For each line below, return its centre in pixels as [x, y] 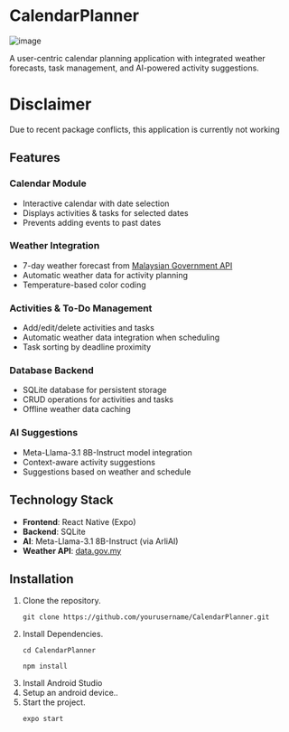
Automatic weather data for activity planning [105, 275]
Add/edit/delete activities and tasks [89, 328]
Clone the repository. [61, 601]
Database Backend [51, 371]
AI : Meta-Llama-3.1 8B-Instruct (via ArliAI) [100, 541]
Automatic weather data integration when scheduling [121, 338]
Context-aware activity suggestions [89, 462]
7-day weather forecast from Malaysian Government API [127, 265]
